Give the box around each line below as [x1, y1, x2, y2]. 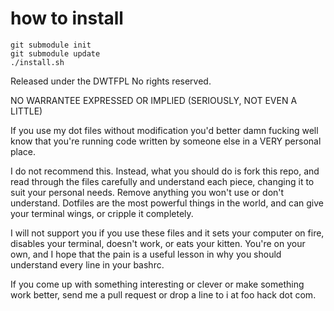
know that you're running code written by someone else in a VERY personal [10, 135, 322, 147]
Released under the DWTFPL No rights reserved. [10, 75, 212, 87]
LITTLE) [10, 105, 43, 117]
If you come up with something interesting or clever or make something [10, 278, 305, 290]
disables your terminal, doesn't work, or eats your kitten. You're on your [10, 237, 306, 249]
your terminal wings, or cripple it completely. [10, 207, 194, 219]
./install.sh [10, 57, 65, 67]
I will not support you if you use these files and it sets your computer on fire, [10, 227, 325, 239]
